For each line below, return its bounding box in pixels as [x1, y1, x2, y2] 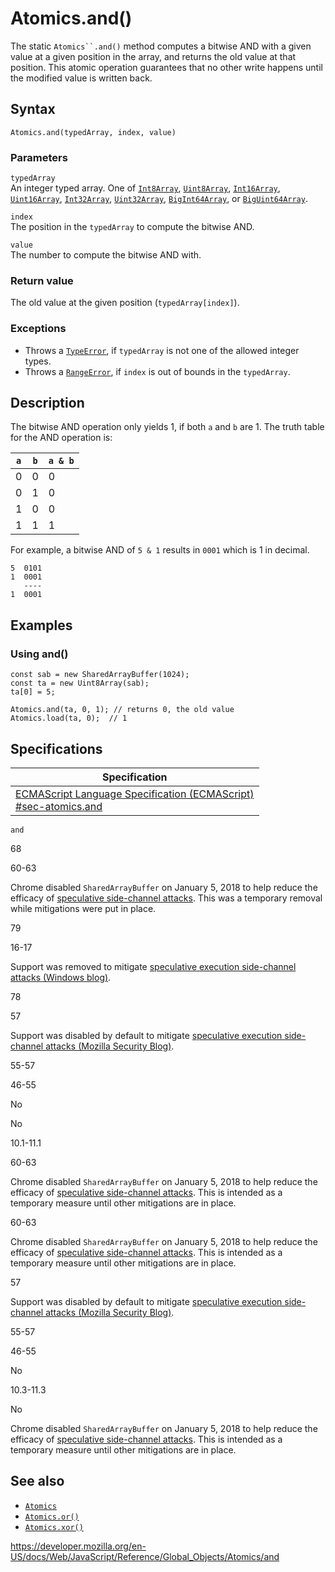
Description [10, 395, 85, 412]
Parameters [10, 150, 68, 164]
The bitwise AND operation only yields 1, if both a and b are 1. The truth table [10, 421, 325, 433]
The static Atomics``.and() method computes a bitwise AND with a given [10, 40, 312, 52]
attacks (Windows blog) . [10, 971, 112, 983]
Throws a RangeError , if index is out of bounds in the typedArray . [24, 365, 291, 377]
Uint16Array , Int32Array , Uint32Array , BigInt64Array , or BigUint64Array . [10, 193, 308, 205]
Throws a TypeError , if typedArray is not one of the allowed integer [24, 344, 300, 356]
